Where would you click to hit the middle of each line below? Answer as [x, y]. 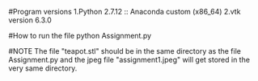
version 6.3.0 [30, 20]
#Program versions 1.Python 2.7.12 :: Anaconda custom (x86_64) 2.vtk [125, 12]
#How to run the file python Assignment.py [80, 36]
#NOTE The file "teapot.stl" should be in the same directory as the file [125, 51]
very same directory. [43, 68]
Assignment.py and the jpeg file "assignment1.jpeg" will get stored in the [129, 60]
